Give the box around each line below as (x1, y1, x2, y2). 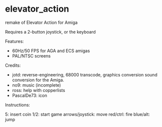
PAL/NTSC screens (12, 53, 51, 59)
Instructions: (5, 102, 30, 108)
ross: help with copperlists (12, 87, 66, 93)
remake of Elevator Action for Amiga (5, 19, 78, 25)
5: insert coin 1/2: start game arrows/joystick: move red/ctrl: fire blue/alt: (5, 111, 150, 117)
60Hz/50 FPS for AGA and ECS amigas (12, 48, 90, 54)
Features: (5, 38, 24, 44)
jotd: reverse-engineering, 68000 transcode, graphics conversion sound (12, 72, 158, 77)
